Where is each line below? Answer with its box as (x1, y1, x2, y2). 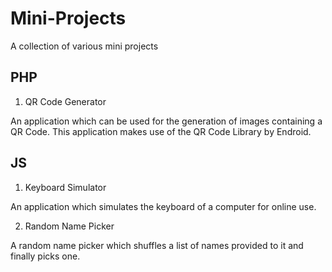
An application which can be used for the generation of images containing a (10, 115, 323, 127)
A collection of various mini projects (10, 40, 159, 52)
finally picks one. (10, 250, 81, 262)
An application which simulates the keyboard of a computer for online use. (10, 200, 317, 212)
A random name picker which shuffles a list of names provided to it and (10, 239, 304, 251)
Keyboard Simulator (24, 181, 107, 193)
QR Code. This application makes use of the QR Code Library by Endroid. (10, 125, 312, 137)
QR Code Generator (24, 95, 107, 107)
